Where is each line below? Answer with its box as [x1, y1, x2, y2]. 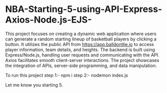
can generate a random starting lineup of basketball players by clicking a [5, 36, 157, 42]
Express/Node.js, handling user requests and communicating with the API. [5, 51, 160, 58]
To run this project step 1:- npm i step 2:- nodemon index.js [5, 72, 128, 78]
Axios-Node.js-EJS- [5, 14, 92, 25]
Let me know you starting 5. [5, 81, 63, 88]
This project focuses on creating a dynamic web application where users [5, 30, 156, 36]
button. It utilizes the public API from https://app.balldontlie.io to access [5, 41, 154, 47]
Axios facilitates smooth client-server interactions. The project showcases [5, 57, 159, 63]
